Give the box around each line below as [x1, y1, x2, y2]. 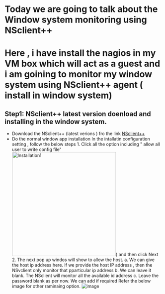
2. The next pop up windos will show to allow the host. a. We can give [11, 257, 155, 263]
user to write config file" [11, 147, 62, 152]
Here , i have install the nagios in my [4, 47, 156, 59]
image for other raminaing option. [11, 283, 81, 290]
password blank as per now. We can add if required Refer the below [11, 278, 151, 284]
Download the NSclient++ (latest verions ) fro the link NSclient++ [11, 131, 145, 137]
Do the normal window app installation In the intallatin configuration [11, 136, 150, 142]
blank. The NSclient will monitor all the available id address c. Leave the [11, 273, 159, 279]
